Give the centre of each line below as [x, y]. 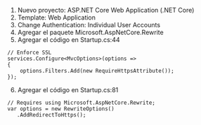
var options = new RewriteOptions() [61, 109]
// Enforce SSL [30, 52]
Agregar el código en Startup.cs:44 [69, 40]
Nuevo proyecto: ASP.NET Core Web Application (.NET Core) [106, 10]
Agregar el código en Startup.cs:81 [68, 90]
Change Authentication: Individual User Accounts [89, 25]
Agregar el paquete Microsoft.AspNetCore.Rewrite [90, 32]
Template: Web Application [57, 17]
